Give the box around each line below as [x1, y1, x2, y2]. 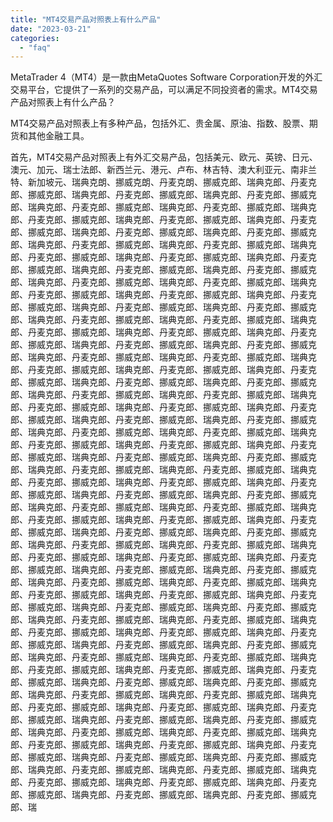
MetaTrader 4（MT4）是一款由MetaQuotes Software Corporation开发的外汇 [10, 71, 323, 83]
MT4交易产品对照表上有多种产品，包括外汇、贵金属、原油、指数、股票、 [10, 117, 310, 130]
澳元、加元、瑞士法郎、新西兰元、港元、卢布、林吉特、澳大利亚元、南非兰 [10, 164, 317, 176]
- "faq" [19, 42, 52, 53]
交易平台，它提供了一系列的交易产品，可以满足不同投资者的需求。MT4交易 [10, 84, 318, 96]
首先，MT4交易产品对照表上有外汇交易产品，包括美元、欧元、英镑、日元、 [10, 151, 318, 163]
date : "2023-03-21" [10, 24, 92, 34]
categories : [10, 33, 60, 43]
